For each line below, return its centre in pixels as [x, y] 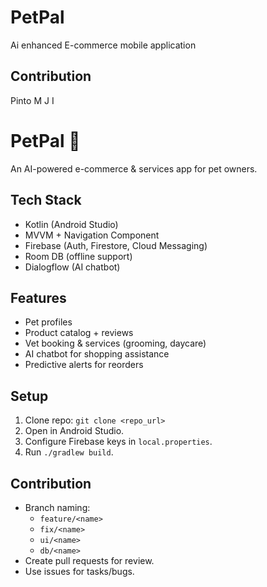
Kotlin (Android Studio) [71, 224]
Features [38, 297]
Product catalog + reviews [79, 333]
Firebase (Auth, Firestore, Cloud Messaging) [116, 245]
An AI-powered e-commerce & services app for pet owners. [134, 168]
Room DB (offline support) [78, 256]
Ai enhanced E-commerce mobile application [103, 45]
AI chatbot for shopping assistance [97, 354]
